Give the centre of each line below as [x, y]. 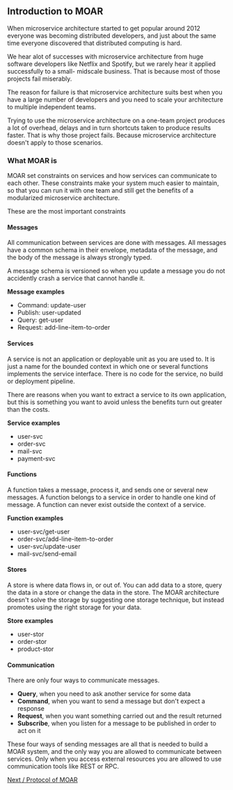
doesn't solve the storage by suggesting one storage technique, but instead [116, 599]
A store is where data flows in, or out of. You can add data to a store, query [115, 585]
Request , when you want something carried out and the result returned [119, 716]
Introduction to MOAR [55, 11]
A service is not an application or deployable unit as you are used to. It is [111, 359]
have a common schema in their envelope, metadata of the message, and [112, 250]
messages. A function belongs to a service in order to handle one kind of [112, 497]
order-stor [32, 641]
